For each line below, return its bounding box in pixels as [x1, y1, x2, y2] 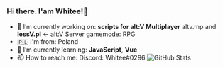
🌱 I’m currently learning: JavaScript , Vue [16, 45, 138, 54]
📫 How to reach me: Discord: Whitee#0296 [16, 53, 146, 62]
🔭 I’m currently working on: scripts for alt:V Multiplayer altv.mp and [16, 23, 217, 31]
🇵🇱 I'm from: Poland [16, 38, 79, 46]
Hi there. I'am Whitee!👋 [6, 6, 88, 16]
